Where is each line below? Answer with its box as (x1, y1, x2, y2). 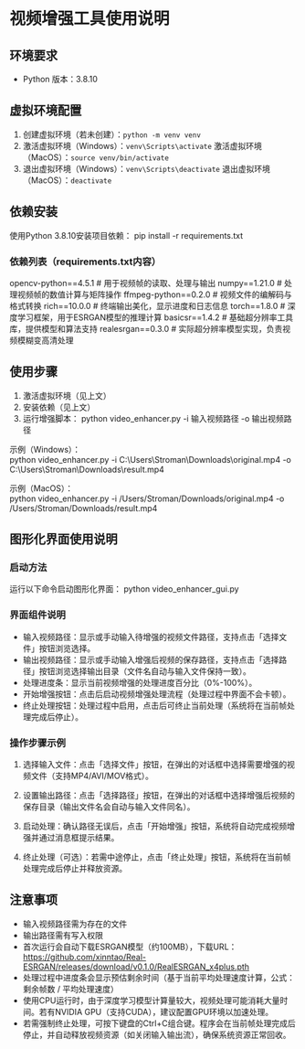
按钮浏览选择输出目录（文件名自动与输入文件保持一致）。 (38, 665, 251, 677)
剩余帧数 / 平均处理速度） (22, 983, 119, 994)
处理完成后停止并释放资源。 (22, 863, 128, 874)
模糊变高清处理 (16, 335, 74, 346)
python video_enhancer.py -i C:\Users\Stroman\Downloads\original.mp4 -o (9, 454, 292, 465)
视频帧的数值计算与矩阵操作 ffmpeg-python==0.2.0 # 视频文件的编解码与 (16, 289, 292, 300)
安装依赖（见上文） (22, 401, 96, 412)
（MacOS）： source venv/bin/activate (22, 152, 169, 163)
